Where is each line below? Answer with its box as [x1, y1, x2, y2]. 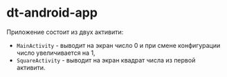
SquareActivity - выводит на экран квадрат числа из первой [16, 55, 196, 64]
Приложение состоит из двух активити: [6, 28, 124, 36]
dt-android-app [6, 5, 98, 21]
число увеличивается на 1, [16, 49, 96, 57]
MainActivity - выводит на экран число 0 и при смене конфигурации [16, 41, 221, 49]
